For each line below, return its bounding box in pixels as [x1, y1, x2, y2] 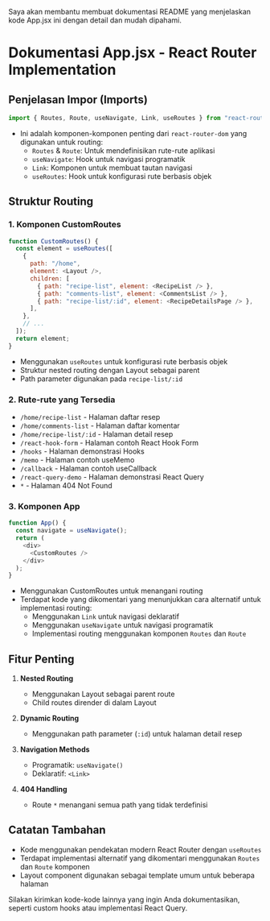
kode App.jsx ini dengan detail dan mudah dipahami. [8, 15, 182, 25]
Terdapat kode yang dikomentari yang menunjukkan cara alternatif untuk [19, 595, 261, 604]
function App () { [8, 519, 67, 527]
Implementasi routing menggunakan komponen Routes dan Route [31, 629, 247, 639]
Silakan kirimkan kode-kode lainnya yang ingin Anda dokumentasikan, [8, 894, 240, 904]
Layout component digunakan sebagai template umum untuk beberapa [19, 870, 256, 880]
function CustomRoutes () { [8, 237, 99, 245]
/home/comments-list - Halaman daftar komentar [19, 421, 181, 430]
